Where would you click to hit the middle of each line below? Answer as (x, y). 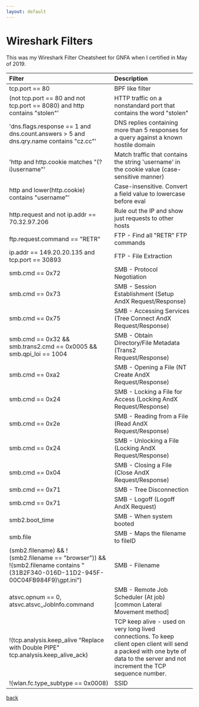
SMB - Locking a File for (148, 391)
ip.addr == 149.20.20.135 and (52, 252)
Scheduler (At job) (139, 597)
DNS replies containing (146, 122)
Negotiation (130, 276)
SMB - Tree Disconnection (151, 489)
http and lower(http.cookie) (47, 190)
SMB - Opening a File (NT (150, 367)
